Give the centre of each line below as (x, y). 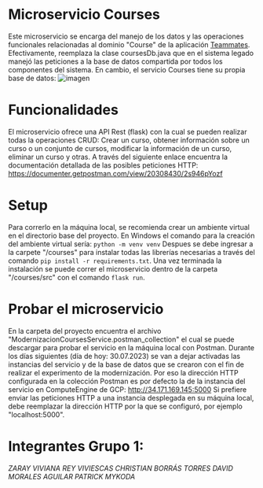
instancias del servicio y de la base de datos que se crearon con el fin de (126, 364)
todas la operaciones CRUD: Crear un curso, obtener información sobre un (129, 140)
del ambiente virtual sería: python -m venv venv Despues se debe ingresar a (131, 244)
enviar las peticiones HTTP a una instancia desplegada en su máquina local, (131, 397)
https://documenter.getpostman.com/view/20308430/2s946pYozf (115, 173)
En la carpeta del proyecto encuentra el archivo (85, 331)
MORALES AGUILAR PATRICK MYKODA (72, 476)
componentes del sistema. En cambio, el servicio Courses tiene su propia (127, 69)
